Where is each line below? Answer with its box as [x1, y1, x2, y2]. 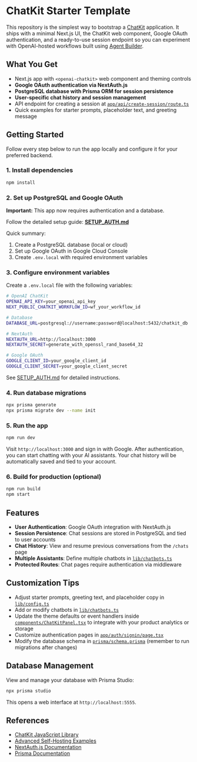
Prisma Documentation [14, 750, 71, 757]
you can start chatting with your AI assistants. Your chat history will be [6, 452, 176, 459]
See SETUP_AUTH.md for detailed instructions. [6, 374, 121, 381]
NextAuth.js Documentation [14, 744, 82, 751]
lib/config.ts [14, 601, 49, 607]
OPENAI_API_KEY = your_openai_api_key [6, 299, 96, 304]
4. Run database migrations [6, 389, 86, 397]
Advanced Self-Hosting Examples [14, 737, 97, 744]
